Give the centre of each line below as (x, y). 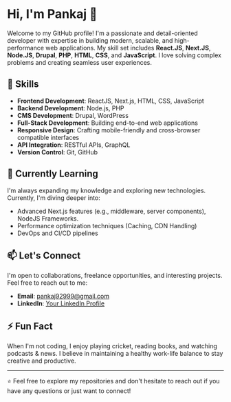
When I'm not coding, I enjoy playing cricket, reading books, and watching (112, 346)
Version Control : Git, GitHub (57, 152)
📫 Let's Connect (44, 255)
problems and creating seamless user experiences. (80, 62)
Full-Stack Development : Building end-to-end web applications (107, 123)
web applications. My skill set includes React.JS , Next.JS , (128, 48)
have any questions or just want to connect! (69, 391)
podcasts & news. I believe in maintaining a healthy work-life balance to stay (115, 354)
